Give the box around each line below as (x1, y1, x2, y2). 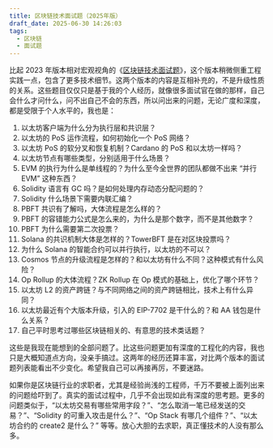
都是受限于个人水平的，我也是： (9, 106, 116, 116)
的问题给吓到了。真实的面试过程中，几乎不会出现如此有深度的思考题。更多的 (9, 390, 265, 400)
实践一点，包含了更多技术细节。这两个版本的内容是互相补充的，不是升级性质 (9, 75, 265, 85)
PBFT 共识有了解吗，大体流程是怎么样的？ (20, 204, 163, 214)
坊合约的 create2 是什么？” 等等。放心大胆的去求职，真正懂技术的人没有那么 (9, 420, 264, 430)
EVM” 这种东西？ (20, 173, 78, 183)
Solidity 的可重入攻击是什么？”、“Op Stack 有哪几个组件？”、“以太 (36, 411, 258, 420)
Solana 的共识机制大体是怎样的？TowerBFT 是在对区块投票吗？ (20, 234, 232, 244)
